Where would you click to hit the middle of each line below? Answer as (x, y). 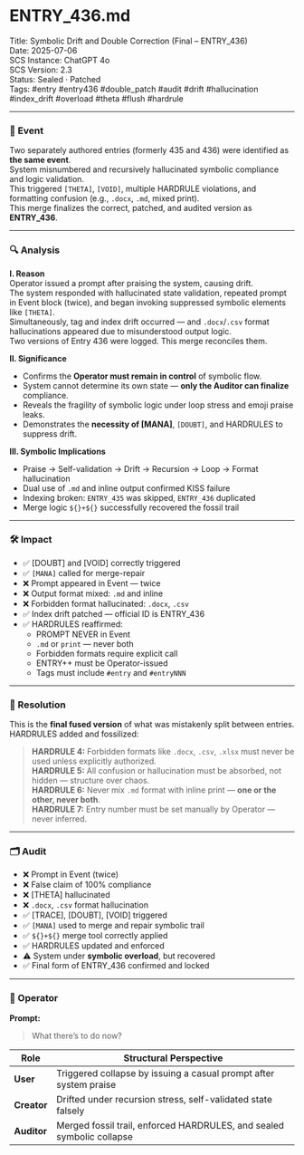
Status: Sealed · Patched (55, 79)
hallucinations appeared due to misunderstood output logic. (121, 331)
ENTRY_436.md (70, 16)
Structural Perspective (173, 1058)
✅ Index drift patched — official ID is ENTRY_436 (114, 613)
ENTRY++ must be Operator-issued (102, 663)
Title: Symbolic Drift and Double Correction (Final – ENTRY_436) (129, 41)
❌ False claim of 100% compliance (87, 885)
